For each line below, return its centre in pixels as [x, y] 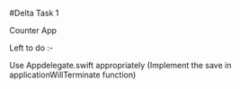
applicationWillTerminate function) [73, 75]
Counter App [33, 30]
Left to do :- [31, 48]
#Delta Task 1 [34, 13]
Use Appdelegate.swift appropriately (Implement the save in [120, 65]
